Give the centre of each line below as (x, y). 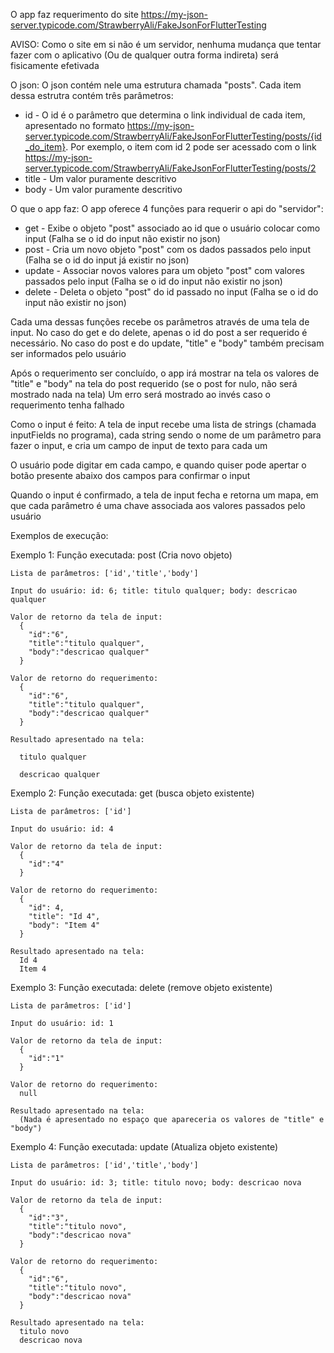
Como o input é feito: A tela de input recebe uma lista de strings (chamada (163, 424)
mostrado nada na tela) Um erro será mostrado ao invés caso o (140, 394)
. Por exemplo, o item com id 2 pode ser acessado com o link (191, 147)
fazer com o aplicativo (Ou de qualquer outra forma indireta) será (144, 55)
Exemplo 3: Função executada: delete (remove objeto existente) (141, 987)
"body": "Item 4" (64, 925)
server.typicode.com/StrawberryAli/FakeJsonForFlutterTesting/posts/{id (173, 136)
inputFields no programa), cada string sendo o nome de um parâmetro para (166, 435)
